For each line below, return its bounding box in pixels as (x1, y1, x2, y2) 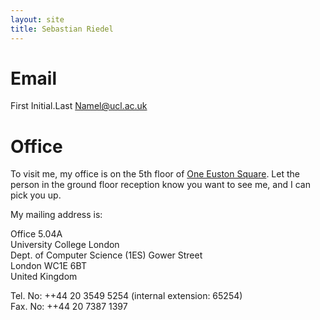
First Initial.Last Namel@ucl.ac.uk (10, 100, 148, 112)
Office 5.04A (10, 228, 63, 240)
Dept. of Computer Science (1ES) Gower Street (10, 249, 203, 261)
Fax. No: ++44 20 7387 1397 (10, 301, 128, 313)
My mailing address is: (10, 209, 103, 221)
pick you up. (10, 189, 62, 201)
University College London (10, 239, 120, 251)
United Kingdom (10, 271, 78, 283)
